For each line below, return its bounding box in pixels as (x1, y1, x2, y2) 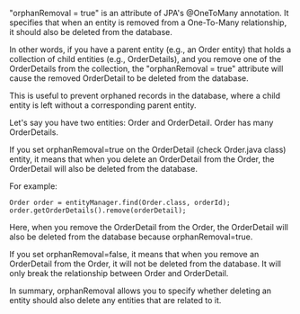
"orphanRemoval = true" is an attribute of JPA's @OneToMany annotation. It (9, 8, 289, 18)
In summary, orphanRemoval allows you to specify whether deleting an (9, 285, 272, 296)
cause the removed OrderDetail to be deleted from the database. (9, 73, 249, 84)
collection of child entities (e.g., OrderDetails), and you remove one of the (9, 54, 282, 64)
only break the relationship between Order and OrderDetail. (9, 268, 229, 278)
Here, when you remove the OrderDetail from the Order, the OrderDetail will (9, 222, 289, 232)
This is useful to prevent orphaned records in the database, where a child (9, 90, 281, 101)
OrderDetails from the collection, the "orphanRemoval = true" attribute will (9, 63, 284, 74)
